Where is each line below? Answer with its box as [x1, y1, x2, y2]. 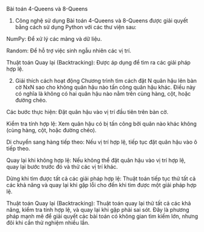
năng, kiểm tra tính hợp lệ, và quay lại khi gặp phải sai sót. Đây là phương [6, 206, 190, 213]
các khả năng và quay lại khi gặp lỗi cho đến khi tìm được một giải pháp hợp [6, 181, 197, 188]
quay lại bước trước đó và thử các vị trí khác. [6, 163, 118, 170]
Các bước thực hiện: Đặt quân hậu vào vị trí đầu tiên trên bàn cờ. [6, 108, 169, 115]
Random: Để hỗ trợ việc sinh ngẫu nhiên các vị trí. [6, 47, 132, 54]
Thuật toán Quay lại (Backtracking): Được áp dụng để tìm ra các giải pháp [6, 59, 191, 66]
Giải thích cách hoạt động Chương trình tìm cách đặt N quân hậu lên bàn [15, 77, 197, 84]
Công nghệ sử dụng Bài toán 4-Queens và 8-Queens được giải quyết [15, 17, 188, 24]
